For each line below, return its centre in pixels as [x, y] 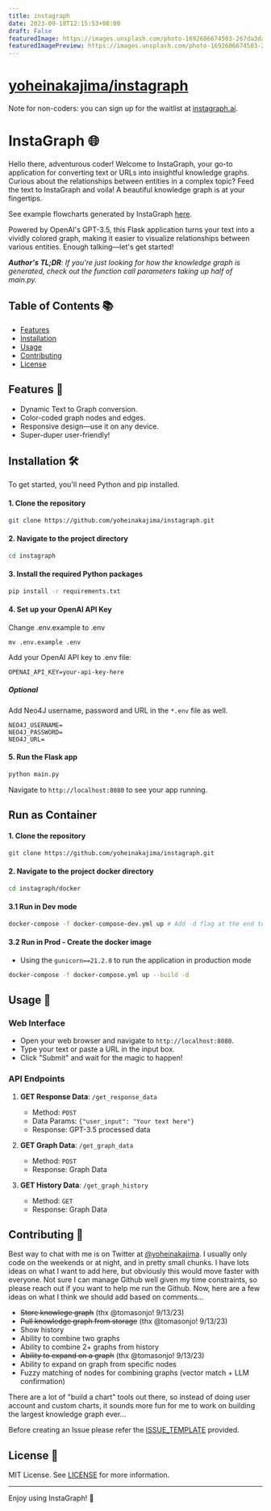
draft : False [30, 31]
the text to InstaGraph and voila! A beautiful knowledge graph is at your [127, 190]
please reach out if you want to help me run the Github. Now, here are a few [134, 1289]
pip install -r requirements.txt [65, 591]
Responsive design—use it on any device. [90, 426]
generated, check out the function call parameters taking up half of [121, 271]
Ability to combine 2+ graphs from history [90, 1347]
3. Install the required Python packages [76, 574]
